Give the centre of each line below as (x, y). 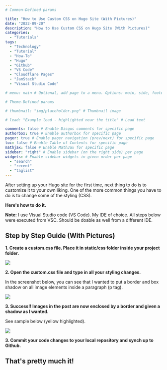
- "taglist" (22, 171)
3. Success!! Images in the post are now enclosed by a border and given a (83, 306)
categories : (17, 33)
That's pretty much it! (40, 361)
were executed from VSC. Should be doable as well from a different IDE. (79, 220)
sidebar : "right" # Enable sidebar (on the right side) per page (74, 152)
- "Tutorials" (24, 37)
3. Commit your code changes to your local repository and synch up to (80, 340)
